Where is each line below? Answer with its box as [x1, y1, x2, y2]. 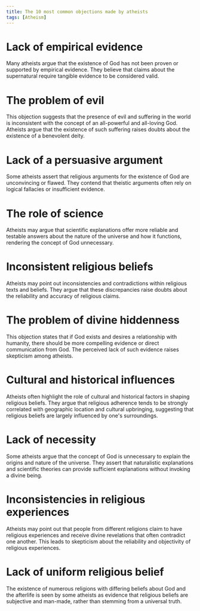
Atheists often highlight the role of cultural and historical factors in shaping [6, 393, 190, 401]
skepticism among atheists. [6, 352, 73, 359]
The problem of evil [6, 93, 104, 107]
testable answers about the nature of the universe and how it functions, [6, 233, 182, 240]
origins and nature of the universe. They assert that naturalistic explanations [6, 459, 194, 466]
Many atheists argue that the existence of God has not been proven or [6, 60, 179, 67]
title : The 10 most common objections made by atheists [6, 8, 148, 15]
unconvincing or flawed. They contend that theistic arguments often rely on [6, 179, 192, 187]
